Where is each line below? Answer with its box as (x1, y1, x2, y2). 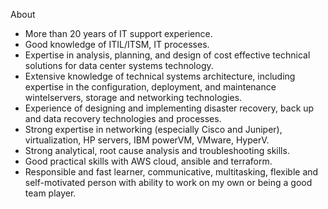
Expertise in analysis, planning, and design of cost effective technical (24, 49, 311, 61)
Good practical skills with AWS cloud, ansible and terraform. (24, 155, 273, 167)
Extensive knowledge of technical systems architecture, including (24, 70, 296, 82)
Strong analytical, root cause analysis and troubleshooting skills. (24, 145, 290, 156)
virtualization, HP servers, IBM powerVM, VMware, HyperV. (24, 134, 270, 146)
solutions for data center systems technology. (24, 60, 214, 71)
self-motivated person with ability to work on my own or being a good (24, 177, 313, 188)
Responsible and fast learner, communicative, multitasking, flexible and (24, 166, 319, 178)
